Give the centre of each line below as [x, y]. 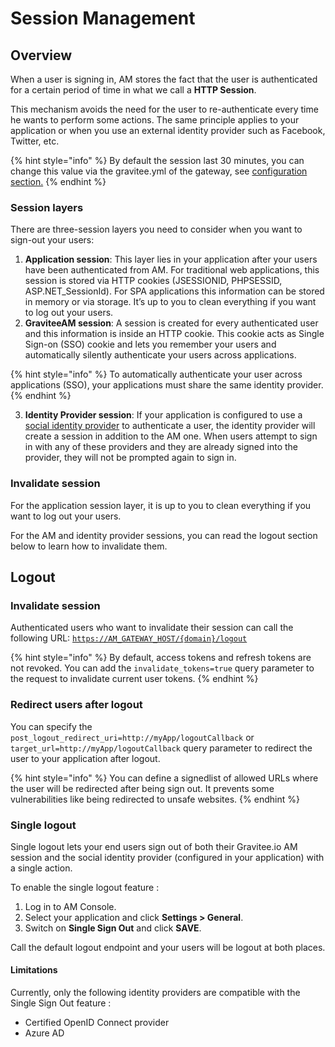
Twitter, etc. [35, 141]
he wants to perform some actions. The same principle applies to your [155, 120]
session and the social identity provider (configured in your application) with [167, 857]
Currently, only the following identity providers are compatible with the [155, 993]
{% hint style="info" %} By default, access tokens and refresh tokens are [161, 658]
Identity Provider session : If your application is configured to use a [163, 415]
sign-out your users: [52, 240]
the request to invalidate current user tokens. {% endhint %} [134, 679]
